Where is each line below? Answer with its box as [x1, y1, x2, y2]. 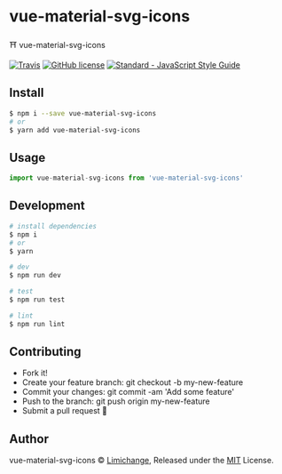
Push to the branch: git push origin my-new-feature [21, 396, 210, 406]
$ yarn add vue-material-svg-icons [9, 125, 141, 134]
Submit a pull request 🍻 [21, 406, 108, 416]
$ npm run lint [9, 319, 66, 328]
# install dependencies [9, 221, 98, 230]
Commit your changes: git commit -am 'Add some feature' [21, 387, 235, 398]
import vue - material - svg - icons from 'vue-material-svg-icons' [9, 173, 244, 183]
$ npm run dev [9, 271, 62, 280]
